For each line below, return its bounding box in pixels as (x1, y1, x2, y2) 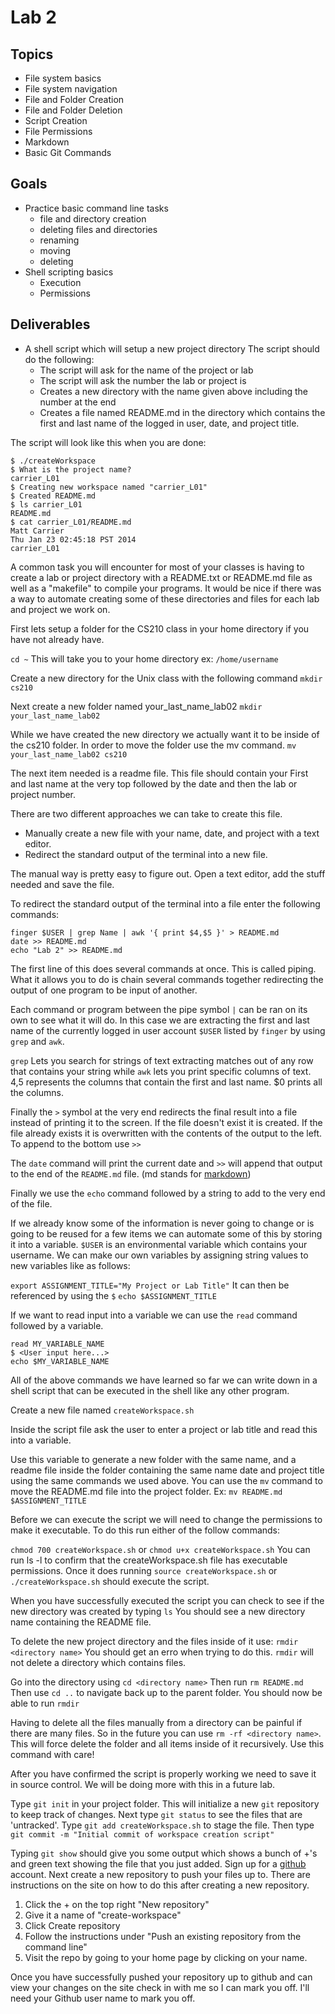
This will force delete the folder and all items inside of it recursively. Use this (10, 1737, 325, 1750)
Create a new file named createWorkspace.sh (10, 1404, 195, 1416)
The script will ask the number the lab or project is (39, 374, 247, 386)
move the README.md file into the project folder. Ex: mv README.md (10, 1485, 283, 1497)
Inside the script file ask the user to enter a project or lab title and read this (10, 1423, 318, 1435)
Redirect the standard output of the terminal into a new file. (24, 848, 268, 860)
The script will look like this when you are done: (10, 436, 207, 448)
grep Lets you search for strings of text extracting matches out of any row (10, 1054, 314, 1066)
